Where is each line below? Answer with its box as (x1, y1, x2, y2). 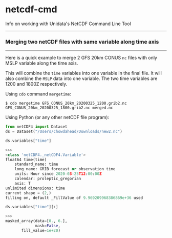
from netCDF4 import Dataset (5, 124, 68, 129)
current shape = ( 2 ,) (5, 190, 52, 195)
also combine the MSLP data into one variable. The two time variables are (5, 75, 158, 82)
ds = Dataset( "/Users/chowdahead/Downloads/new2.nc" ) (5, 129, 123, 134)
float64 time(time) (5, 157, 47, 162)
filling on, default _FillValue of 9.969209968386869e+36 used (5, 195, 143, 201)
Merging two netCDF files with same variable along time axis (5, 38, 159, 45)
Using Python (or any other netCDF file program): (5, 114, 110, 121)
